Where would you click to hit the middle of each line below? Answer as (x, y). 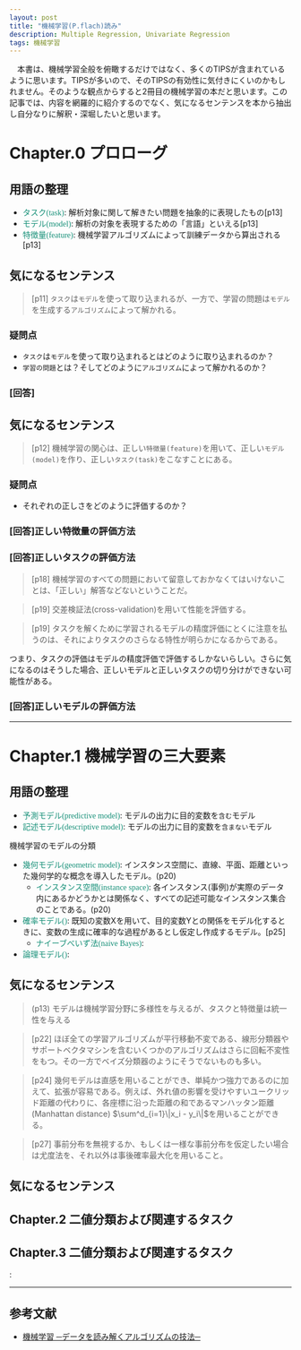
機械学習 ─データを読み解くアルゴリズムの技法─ (112, 1337)
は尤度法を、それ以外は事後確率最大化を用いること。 (129, 1155)
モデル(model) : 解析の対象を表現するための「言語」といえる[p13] (140, 224)
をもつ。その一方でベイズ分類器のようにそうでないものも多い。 (148, 1061)
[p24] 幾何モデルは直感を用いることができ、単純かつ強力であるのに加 (160, 1079)
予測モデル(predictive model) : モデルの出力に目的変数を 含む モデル (139, 815)
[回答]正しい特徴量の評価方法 (73, 531)
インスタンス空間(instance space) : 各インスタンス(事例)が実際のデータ (160, 887)
